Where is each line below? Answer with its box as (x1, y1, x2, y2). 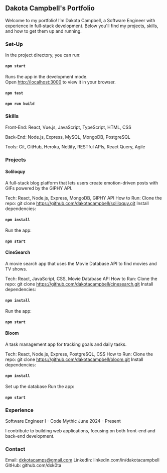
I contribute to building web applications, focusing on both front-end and (5, 428, 155, 434)
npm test (5, 90, 24, 96)
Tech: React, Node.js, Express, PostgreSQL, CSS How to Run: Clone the (5, 351, 153, 357)
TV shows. (5, 266, 28, 272)
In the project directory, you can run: (5, 52, 81, 58)
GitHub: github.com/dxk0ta (5, 462, 62, 468)
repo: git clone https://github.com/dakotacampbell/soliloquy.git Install (5, 200, 149, 206)
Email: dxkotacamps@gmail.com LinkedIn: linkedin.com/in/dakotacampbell (5, 457, 159, 463)
